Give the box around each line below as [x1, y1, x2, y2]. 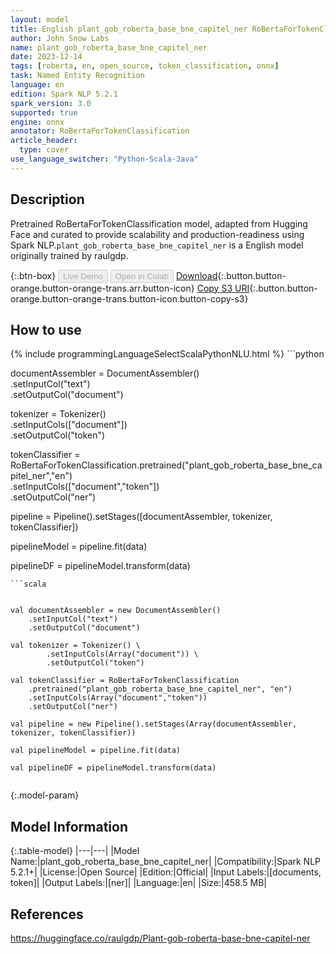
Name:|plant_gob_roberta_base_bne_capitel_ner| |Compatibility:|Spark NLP [10, 856, 322, 868]
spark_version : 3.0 [10, 98, 92, 108]
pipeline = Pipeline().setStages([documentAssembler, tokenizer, [10, 511, 273, 523]
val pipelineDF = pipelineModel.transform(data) [10, 763, 217, 773]
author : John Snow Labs [10, 33, 110, 43]
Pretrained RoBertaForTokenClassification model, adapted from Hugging [10, 217, 308, 230]
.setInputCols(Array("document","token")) [28, 693, 208, 703]
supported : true [10, 107, 78, 118]
